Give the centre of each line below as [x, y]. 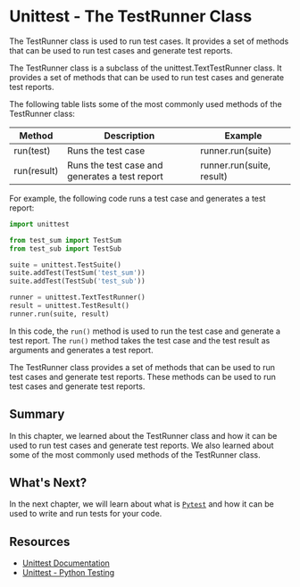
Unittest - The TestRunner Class [131, 17]
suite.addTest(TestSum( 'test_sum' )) [77, 273]
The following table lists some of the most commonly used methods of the [146, 103]
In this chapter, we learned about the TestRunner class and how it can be [143, 435]
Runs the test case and [115, 165]
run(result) [36, 170]
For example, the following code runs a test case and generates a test [137, 198]
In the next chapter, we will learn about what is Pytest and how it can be [142, 504]
